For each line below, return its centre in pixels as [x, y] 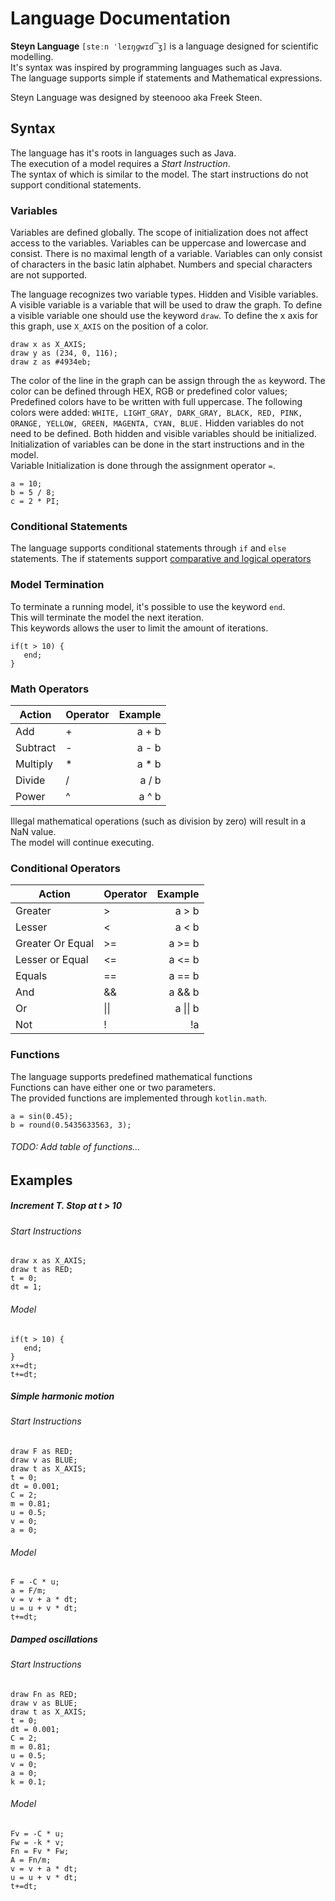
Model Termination [57, 585]
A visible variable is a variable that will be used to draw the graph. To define [166, 305]
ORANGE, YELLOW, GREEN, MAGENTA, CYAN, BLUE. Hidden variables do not [157, 423]
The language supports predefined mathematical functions [131, 1076]
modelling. [32, 56]
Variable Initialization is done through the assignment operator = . [143, 466]
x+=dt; [24, 1365]
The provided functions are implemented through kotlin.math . [139, 1098]
